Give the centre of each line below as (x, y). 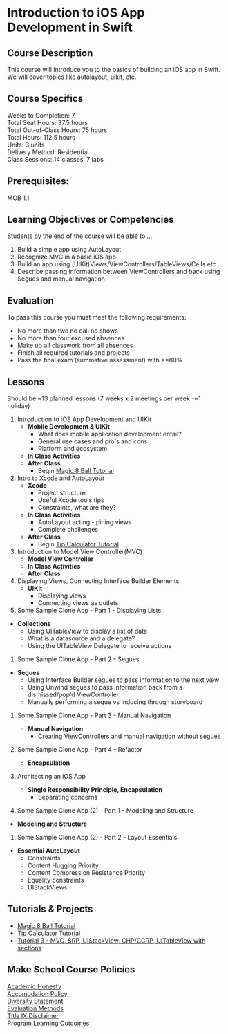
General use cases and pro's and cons (93, 441)
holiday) (19, 406)
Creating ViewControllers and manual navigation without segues (129, 736)
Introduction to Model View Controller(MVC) (80, 552)
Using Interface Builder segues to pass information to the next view (123, 680)
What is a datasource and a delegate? (81, 638)
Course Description (50, 53)
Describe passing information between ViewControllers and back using (118, 272)
